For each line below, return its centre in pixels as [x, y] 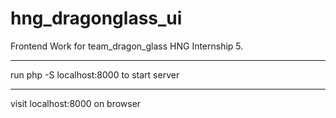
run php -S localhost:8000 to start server [95, 74]
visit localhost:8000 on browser [76, 103]
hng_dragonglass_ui [96, 18]
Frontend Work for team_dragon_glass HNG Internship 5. [127, 46]
